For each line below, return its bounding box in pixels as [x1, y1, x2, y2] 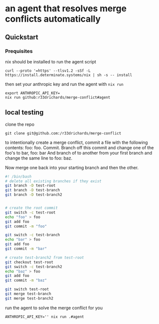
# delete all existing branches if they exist [5, 179, 102, 184]
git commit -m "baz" [5, 278, 47, 283]
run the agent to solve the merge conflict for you [5, 305, 103, 311]
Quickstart [5, 33, 39, 41]
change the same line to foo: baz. [5, 155, 72, 161]
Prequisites [5, 48, 33, 54]
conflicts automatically [5, 13, 101, 25]
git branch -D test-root [5, 183, 56, 188]
